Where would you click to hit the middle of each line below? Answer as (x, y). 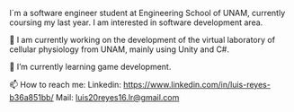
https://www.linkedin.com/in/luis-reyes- (197, 85)
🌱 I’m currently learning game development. (90, 67)
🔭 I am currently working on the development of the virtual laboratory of (143, 40)
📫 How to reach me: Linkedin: (65, 85)
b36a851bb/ (31, 97)
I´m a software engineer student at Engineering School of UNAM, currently (147, 13)
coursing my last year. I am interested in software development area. (136, 22)
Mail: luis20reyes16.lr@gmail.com (117, 97)
